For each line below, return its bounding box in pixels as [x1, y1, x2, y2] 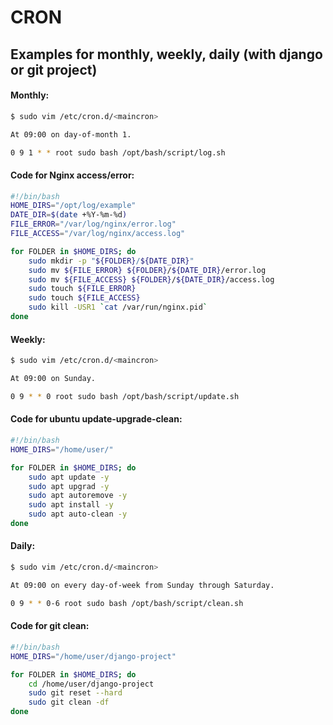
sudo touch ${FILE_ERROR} [28, 284, 137, 294]
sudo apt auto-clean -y [28, 509, 128, 520]
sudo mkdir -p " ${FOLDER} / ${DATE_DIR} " [28, 256, 195, 266]
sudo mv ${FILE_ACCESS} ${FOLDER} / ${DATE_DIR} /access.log [28, 274, 275, 285]
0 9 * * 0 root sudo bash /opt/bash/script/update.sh [10, 391, 240, 401]
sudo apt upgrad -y [28, 481, 110, 491]
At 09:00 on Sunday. [10, 374, 97, 384]
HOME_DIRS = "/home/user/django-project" [10, 651, 177, 661]
